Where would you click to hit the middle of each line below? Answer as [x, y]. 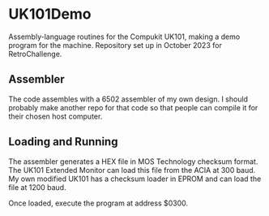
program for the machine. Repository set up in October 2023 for [115, 45]
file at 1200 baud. [37, 187]
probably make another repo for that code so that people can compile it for [133, 107]
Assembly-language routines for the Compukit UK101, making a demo [124, 37]
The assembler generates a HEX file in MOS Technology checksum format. [133, 161]
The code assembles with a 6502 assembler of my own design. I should [128, 99]
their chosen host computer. [56, 116]
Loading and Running [63, 142]
